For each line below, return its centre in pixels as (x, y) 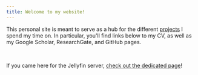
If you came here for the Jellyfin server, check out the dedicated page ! (94, 65)
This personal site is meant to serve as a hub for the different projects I (95, 29)
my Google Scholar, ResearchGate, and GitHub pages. (74, 42)
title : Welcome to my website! (46, 12)
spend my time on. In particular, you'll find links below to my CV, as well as (99, 35)
